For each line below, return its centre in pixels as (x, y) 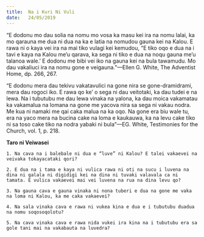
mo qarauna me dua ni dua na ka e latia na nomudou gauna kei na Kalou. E (100, 41)
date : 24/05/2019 (31, 18)
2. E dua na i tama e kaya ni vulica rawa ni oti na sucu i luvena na (98, 170)
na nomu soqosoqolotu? (35, 212)
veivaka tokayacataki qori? (42, 159)
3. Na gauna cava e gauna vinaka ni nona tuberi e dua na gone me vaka (99, 191)
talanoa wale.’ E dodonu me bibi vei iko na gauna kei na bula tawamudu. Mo (101, 61)
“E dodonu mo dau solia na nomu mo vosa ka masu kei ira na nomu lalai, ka (100, 35)
